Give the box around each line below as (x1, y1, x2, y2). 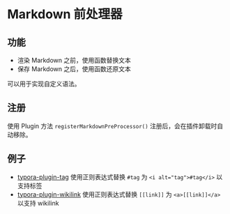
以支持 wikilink (17, 199, 59, 207)
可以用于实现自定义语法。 (7, 79, 81, 88)
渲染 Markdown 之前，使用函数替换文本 (17, 56, 131, 64)
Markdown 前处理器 (7, 6, 123, 22)
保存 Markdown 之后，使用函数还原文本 (17, 65, 131, 73)
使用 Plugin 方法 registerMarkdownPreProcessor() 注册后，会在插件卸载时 (7, 121, 217, 130)
